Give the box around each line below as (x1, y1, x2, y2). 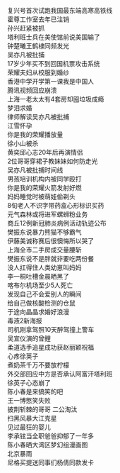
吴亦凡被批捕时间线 (7, 166, 64, 174)
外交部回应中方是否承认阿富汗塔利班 (7, 369, 113, 378)
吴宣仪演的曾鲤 (7, 334, 51, 343)
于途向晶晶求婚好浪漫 (7, 308, 69, 316)
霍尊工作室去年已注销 (7, 15, 69, 23)
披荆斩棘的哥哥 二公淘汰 (7, 405, 78, 413)
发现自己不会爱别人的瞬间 (7, 290, 82, 298)
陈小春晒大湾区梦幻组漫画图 (7, 440, 88, 449)
